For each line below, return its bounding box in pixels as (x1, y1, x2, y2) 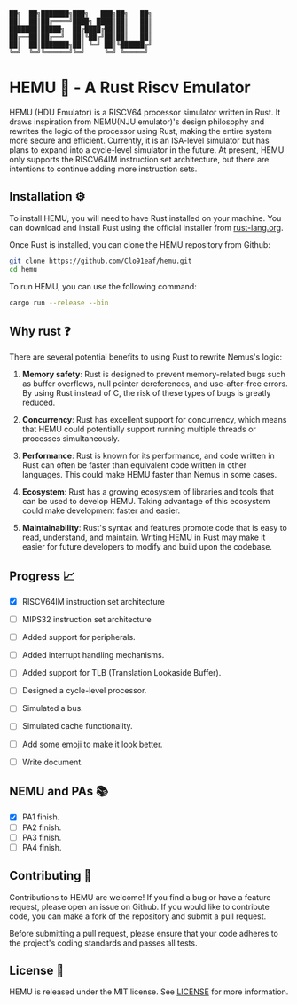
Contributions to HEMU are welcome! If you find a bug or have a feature (9, 891, 271, 902)
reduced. (21, 397, 56, 408)
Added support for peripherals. (21, 632, 136, 643)
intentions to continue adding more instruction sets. (9, 163, 198, 174)
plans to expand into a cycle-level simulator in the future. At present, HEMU (9, 144, 285, 155)
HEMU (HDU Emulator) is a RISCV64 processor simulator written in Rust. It (9, 107, 281, 117)
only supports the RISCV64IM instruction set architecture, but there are (9, 154, 270, 164)
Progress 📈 (9, 568, 75, 583)
